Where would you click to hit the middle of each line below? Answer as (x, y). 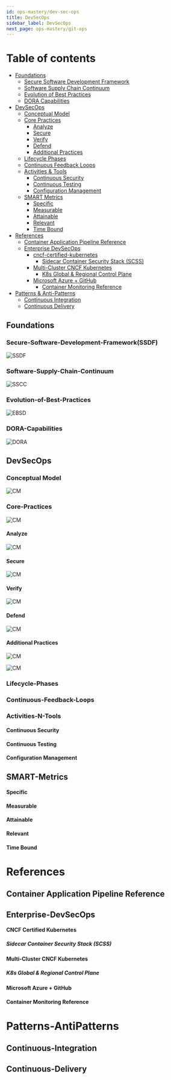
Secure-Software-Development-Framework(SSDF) (82, 342)
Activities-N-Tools (34, 716)
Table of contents (51, 59)
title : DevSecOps (28, 18)
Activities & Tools (45, 171)
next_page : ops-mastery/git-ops (47, 29)
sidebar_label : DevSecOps (39, 23)
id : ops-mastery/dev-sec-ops (43, 12)
